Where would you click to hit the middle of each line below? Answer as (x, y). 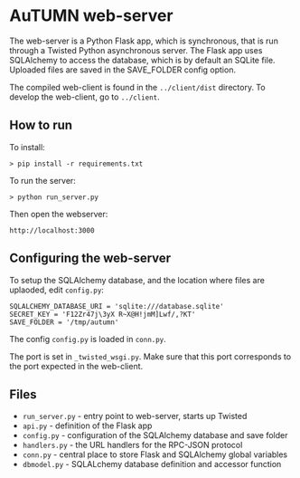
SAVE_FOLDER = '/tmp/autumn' (64, 322)
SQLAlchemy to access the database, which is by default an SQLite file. (142, 60)
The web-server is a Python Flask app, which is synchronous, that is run (144, 41)
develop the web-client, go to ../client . (84, 97)
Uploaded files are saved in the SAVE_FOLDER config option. (123, 70)
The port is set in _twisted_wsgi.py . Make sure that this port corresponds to (150, 356)
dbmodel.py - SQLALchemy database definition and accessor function (152, 464)
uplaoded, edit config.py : (56, 290)
